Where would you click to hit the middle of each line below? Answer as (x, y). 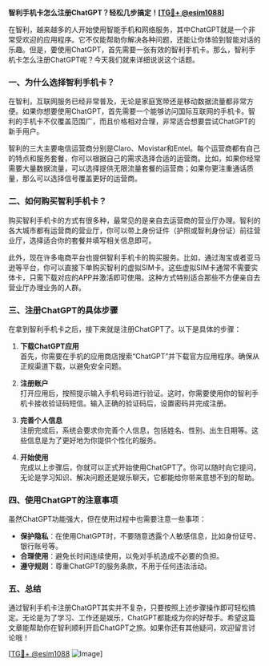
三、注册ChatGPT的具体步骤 (63, 310)
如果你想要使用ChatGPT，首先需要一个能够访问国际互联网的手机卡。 (135, 111)
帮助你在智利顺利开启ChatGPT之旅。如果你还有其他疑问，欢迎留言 (139, 628)
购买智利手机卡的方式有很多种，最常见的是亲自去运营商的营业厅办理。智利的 (134, 220)
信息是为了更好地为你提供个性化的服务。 (94, 440)
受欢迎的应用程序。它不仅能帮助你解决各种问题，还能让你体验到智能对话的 (138, 40)
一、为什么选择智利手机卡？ (62, 82)
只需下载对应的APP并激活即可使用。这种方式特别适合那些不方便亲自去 (145, 277)
